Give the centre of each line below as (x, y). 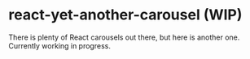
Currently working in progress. (60, 45)
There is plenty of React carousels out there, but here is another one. (124, 37)
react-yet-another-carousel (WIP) (125, 15)
